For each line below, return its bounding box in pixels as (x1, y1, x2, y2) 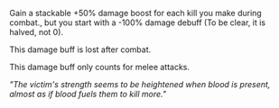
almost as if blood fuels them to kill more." (9, 89, 167, 99)
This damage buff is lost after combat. (9, 44, 152, 55)
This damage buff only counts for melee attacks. (9, 62, 191, 72)
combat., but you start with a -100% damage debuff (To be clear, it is (9, 17, 266, 28)
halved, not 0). (9, 27, 64, 37)
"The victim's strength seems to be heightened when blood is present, (9, 79, 271, 89)
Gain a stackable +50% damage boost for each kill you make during (9, 8, 262, 18)
